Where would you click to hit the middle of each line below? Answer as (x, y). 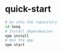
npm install (17, 36)
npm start (15, 45)
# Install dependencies (29, 31)
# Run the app (19, 40)
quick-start (28, 9)
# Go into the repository (31, 22)
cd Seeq (13, 26)
